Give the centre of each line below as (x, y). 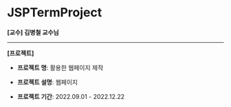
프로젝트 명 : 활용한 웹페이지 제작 (60, 67)
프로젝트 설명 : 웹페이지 (47, 82)
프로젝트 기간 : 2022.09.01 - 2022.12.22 (71, 96)
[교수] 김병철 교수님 (33, 32)
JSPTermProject (55, 13)
